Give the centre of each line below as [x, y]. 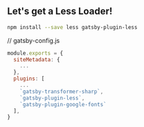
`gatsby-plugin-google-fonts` [63, 104]
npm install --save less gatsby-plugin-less [72, 27]
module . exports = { [35, 53]
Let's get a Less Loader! [60, 11]
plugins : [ [29, 79]
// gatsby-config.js [34, 40]
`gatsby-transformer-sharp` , [62, 91]
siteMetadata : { [37, 59]
